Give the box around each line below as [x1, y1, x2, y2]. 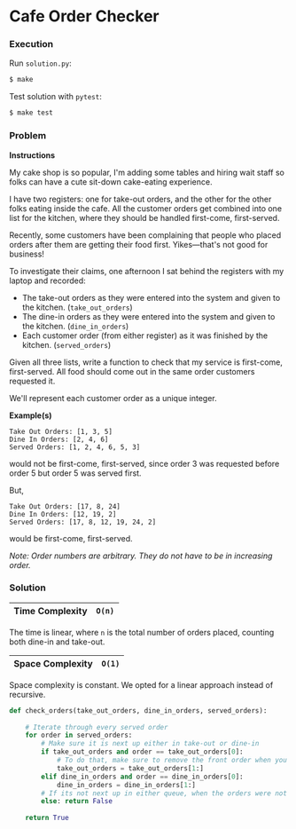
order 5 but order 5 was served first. [9, 468, 142, 478]
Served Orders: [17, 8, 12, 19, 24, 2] [9, 517, 157, 526]
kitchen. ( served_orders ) [21, 339, 112, 350]
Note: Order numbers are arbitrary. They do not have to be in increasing [9, 550, 273, 561]
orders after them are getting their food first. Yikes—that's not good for [9, 239, 269, 249]
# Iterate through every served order [25, 722, 168, 731]
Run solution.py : [9, 58, 73, 68]
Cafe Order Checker [9, 6, 160, 27]
